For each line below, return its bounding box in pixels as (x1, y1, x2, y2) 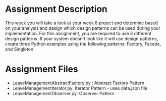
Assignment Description (5, 3, 108, 15)
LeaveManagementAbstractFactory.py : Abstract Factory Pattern (12, 80, 145, 86)
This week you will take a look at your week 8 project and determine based (5, 20, 158, 26)
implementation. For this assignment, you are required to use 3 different (5, 30, 152, 36)
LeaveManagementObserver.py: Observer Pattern (12, 90, 114, 96)
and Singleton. (5, 46, 35, 52)
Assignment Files (5, 63, 78, 75)
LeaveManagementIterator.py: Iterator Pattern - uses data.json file (12, 85, 148, 91)
